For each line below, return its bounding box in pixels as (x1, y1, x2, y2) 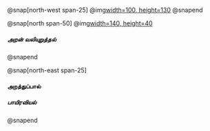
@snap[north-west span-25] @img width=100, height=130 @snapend (7, 6, 203, 14)
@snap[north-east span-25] (7, 65, 87, 74)
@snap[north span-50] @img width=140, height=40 (7, 19, 153, 27)
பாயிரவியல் (7, 98, 36, 106)
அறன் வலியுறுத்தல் (7, 34, 56, 43)
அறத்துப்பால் (7, 82, 41, 90)
